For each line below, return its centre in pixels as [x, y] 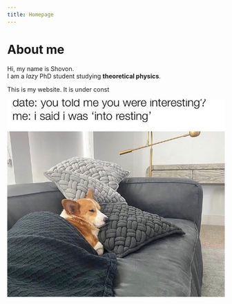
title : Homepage [30, 14]
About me [36, 49]
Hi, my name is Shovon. [41, 68]
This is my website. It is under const [58, 89]
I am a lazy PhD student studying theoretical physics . [84, 76]
